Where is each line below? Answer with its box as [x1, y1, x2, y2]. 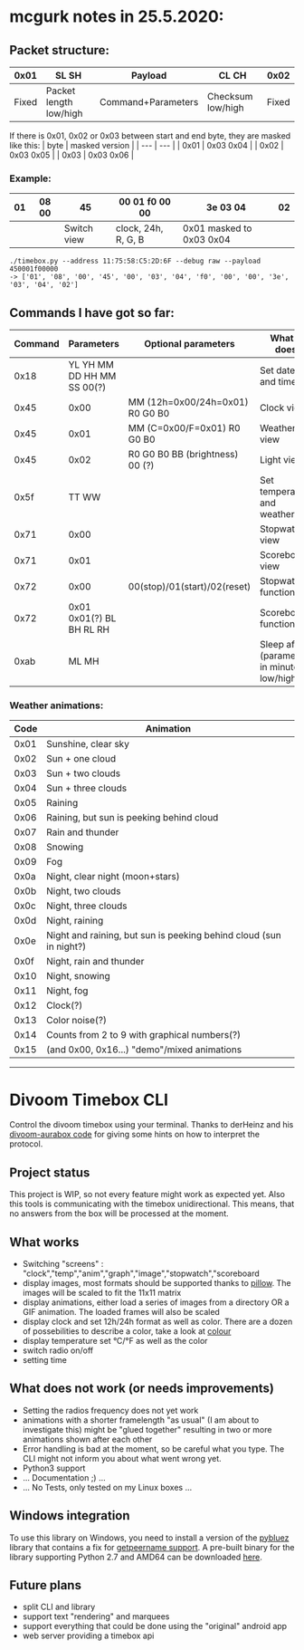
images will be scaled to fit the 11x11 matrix [22, 1287, 182, 1298]
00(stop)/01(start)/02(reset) [128, 580, 252, 593]
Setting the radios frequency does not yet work [22, 1405, 199, 1415]
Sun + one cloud [46, 753, 116, 765]
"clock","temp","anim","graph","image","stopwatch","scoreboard [22, 1268, 260, 1279]
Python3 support [22, 1463, 86, 1473]
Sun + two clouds [46, 767, 120, 780]
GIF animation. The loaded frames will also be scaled [22, 1306, 220, 1317]
